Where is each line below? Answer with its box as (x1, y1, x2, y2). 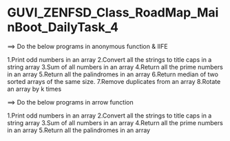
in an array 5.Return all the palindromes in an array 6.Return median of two (7, 70, 219, 78)
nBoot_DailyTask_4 (7, 19, 119, 35)
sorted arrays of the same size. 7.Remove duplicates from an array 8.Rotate (7, 77, 221, 85)
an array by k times (7, 85, 62, 93)
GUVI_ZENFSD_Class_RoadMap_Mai (7, 5, 219, 21)
